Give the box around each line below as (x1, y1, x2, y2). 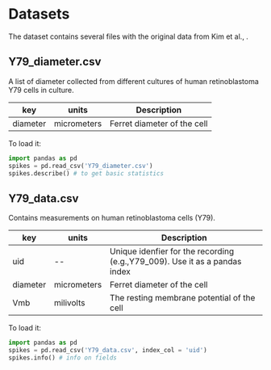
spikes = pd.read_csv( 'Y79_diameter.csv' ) (8, 162, 153, 170)
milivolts (53, 297, 85, 309)
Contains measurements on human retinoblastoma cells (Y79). (8, 213, 216, 223)
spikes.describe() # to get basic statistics (8, 169, 164, 178)
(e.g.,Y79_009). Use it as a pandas (110, 256, 242, 267)
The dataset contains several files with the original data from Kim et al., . (8, 32, 248, 41)
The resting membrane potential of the (110, 292, 256, 304)
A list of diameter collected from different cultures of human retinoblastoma (8, 76, 260, 86)
